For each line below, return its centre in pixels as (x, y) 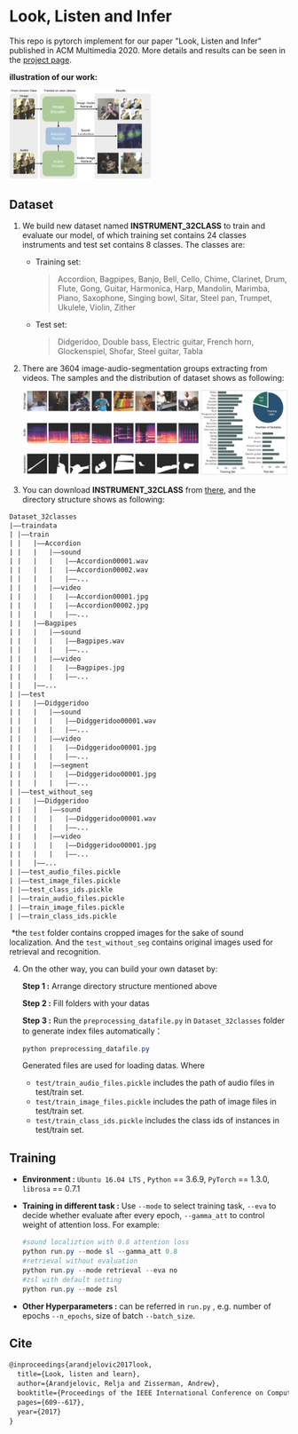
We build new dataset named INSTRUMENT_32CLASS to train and (144, 226)
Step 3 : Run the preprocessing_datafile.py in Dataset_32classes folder (153, 1020)
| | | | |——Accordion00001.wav (79, 561)
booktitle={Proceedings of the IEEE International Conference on (141, 1393)
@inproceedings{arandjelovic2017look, (81, 1365)
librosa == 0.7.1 (51, 1189)
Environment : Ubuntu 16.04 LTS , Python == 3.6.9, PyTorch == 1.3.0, (146, 1179)
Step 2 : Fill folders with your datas (86, 1003)
